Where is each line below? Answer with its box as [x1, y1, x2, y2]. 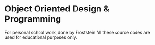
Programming [4, 13, 61, 24]
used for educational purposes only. [4, 34, 77, 40]
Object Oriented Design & [4, 3, 110, 14]
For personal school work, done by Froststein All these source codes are [4, 29, 150, 35]
